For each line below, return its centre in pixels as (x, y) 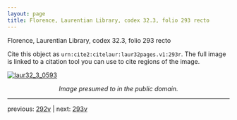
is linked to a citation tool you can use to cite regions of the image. (104, 61)
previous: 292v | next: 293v (48, 109)
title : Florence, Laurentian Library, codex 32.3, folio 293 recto (109, 20)
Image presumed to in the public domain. (119, 88)
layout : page (26, 14)
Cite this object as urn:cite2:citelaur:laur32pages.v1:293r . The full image (117, 54)
